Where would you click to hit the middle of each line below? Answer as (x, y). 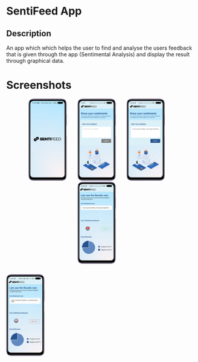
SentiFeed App (44, 11)
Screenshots (39, 85)
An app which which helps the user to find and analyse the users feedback (99, 48)
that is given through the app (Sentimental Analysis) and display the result (98, 54)
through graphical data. (35, 61)
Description (29, 34)
